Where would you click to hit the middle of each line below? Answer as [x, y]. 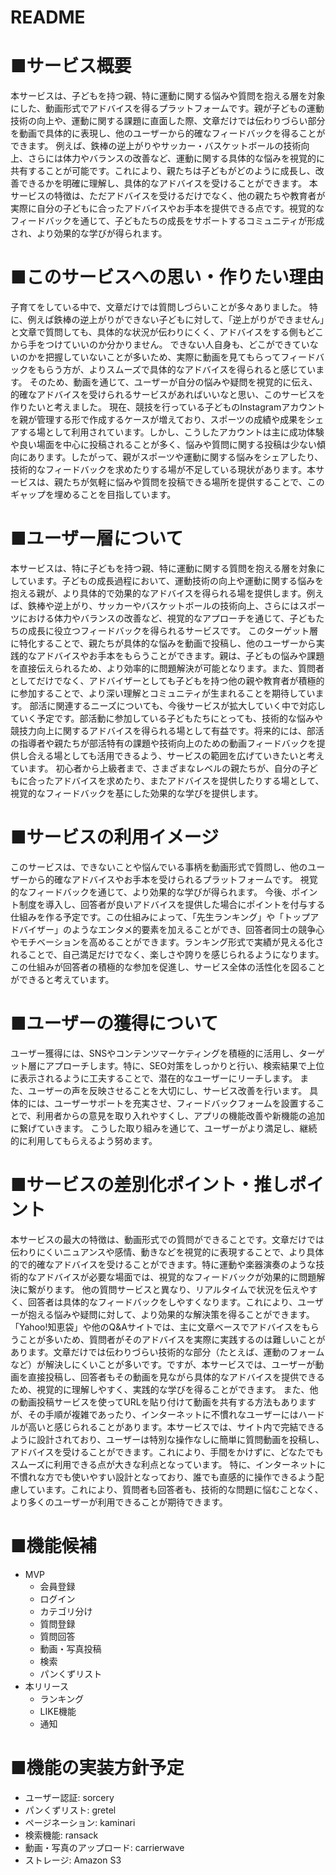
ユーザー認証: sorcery [69, 1797]
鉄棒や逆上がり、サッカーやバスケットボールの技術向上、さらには [163, 605]
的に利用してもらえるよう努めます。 [84, 1140]
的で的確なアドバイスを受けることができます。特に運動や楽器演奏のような [163, 1264]
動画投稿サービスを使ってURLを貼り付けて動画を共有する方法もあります [167, 1402]
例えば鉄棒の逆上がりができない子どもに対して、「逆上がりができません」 [176, 320]
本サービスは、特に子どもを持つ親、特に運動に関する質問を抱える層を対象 [163, 568]
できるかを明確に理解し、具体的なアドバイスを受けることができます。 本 [168, 183]
